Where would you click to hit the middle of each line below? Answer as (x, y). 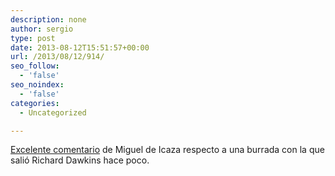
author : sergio (42, 29)
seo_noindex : (37, 85)
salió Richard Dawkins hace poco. (80, 160)
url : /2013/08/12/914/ (57, 57)
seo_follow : (35, 66)
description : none (48, 19)
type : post (33, 38)
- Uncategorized (53, 112)
